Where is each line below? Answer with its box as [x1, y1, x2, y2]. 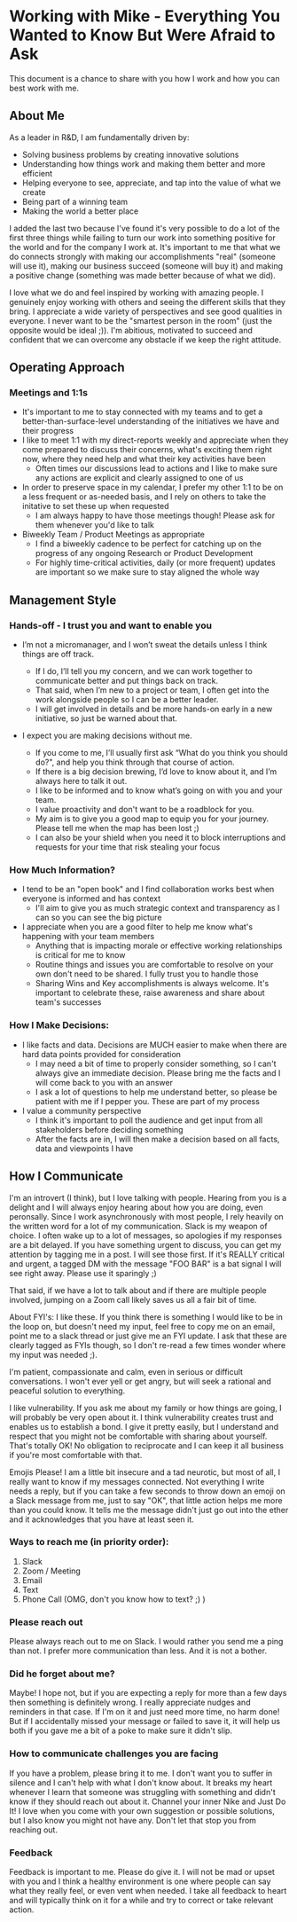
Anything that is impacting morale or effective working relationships [35, 940, 283, 951]
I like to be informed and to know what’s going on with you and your [35, 785, 284, 796]
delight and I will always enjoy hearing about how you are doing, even [9, 1202, 263, 1212]
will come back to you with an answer [35, 1077, 173, 1087]
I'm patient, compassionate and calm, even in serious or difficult [9, 1366, 244, 1377]
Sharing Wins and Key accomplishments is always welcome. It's [35, 978, 270, 989]
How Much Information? [9, 864, 115, 876]
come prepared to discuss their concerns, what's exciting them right [21, 444, 272, 455]
